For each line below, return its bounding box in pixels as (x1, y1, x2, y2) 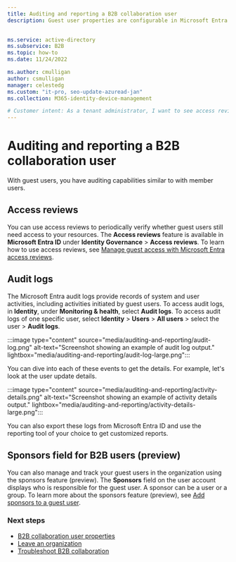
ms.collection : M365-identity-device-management (7, 94, 152, 102)
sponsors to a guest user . (7, 498, 81, 506)
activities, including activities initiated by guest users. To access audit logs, (7, 299, 225, 307)
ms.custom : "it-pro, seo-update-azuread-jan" (7, 88, 143, 95)
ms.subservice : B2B (7, 43, 65, 50)
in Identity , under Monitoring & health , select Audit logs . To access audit (7, 307, 221, 315)
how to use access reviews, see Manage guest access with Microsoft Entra (7, 245, 225, 254)
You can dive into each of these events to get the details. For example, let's (7, 364, 225, 372)
